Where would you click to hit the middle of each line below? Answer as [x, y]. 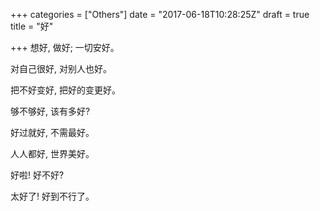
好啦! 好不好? [37, 175]
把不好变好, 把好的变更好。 [65, 90]
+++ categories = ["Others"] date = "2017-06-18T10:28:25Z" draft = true [160, 14]
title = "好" [32, 26]
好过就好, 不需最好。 [52, 132]
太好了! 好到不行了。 [52, 196]
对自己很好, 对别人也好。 [61, 68]
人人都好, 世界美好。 [52, 153]
